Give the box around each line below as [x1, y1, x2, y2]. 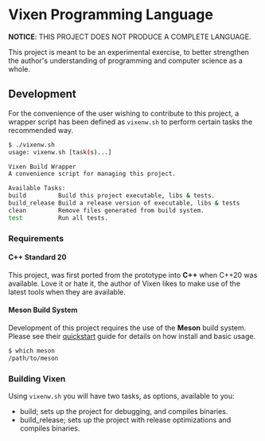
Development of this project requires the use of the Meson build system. [8, 322, 247, 332]
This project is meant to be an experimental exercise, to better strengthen [8, 47, 249, 57]
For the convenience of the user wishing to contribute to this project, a [8, 108, 240, 118]
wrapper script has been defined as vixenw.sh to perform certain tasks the [8, 117, 253, 127]
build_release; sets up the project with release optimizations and [19, 416, 232, 424]
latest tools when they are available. [8, 287, 126, 296]
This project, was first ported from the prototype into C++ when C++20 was [8, 270, 258, 279]
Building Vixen [8, 373, 66, 384]
